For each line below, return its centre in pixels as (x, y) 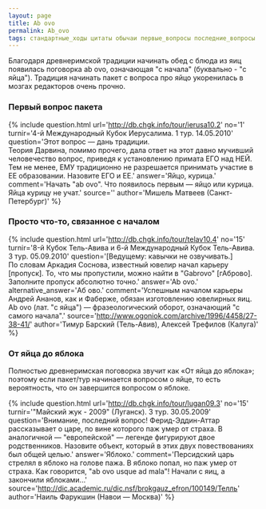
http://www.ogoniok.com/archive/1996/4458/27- (177, 315)
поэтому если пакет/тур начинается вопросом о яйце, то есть (115, 379)
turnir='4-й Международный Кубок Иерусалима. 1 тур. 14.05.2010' (121, 133)
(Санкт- (220, 192)
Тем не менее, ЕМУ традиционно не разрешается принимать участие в (131, 167)
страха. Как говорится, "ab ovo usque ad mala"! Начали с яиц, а (117, 471)
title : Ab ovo (32, 23)
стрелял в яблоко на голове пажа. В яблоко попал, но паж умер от (123, 463)
